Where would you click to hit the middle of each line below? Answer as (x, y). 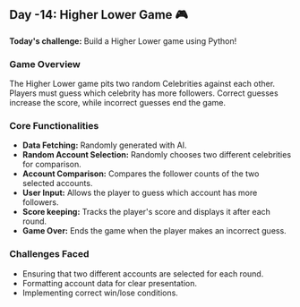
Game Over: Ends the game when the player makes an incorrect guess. (154, 231)
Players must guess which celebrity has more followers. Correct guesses (144, 93)
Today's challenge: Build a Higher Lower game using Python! (123, 41)
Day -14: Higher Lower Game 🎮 (99, 15)
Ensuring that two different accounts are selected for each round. (143, 273)
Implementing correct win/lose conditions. (100, 293)
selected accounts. (57, 183)
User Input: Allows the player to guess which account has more (140, 193)
